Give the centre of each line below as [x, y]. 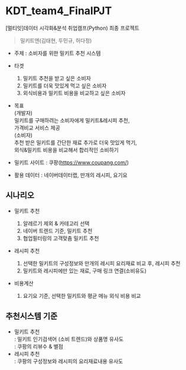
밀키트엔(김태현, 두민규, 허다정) [56, 40]
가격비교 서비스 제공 [37, 128]
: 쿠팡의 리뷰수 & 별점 [38, 346]
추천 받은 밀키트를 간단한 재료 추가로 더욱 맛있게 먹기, [75, 142]
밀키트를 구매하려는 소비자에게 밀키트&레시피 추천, [72, 120]
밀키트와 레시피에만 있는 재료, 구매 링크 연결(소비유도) [85, 271]
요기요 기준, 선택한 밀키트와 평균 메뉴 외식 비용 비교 [82, 296]
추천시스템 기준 [32, 317]
